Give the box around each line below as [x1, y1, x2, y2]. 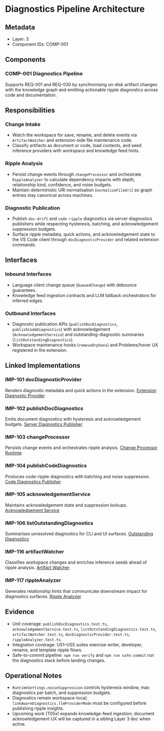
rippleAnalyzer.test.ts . [12, 636, 62, 642]
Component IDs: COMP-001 [12, 41, 69, 47]
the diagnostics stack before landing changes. [12, 657, 106, 663]
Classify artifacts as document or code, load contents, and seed [12, 143, 142, 149]
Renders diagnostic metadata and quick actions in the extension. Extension [5, 387, 157, 393]
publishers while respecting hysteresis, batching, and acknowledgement [12, 220, 159, 227]
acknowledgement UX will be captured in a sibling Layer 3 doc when [12, 716, 151, 722]
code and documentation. [5, 92, 57, 98]
